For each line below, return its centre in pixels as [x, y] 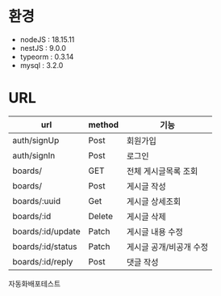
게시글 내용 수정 [155, 231]
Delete [100, 216]
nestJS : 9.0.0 [43, 48]
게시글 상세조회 [154, 201]
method [104, 125]
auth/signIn [34, 155]
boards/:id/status [45, 246]
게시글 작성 [146, 186]
